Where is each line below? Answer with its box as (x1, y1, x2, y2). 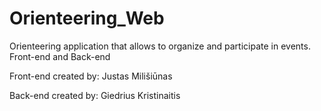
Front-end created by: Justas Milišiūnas (9, 70, 173, 82)
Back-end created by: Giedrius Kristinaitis (9, 89, 181, 101)
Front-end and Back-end (9, 50, 111, 62)
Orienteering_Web (9, 7, 165, 30)
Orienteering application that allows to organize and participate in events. (9, 40, 311, 52)
